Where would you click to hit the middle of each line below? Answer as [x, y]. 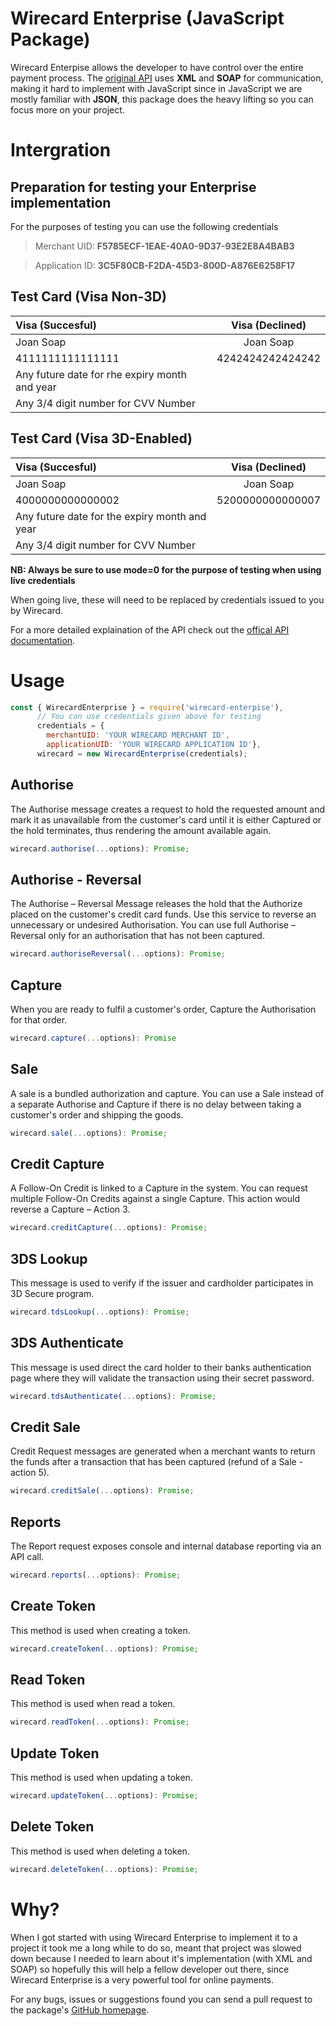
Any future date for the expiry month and [111, 516]
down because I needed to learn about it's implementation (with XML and [161, 1958]
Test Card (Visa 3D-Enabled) [101, 438]
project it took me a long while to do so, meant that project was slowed [156, 1948]
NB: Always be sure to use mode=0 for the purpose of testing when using [166, 569]
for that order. [39, 1019]
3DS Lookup [49, 1258]
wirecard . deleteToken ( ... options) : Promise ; [104, 1869]
